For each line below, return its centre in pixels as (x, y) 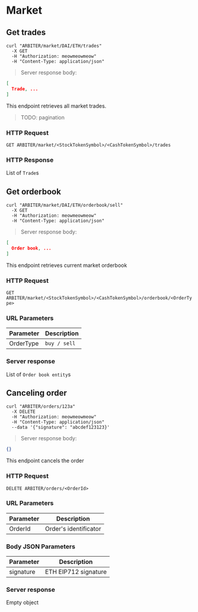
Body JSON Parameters (41, 546)
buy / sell (60, 343)
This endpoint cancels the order (45, 460)
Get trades (26, 32)
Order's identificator (73, 528)
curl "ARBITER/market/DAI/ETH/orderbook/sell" (65, 206)
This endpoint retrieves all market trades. (56, 106)
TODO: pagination (43, 117)
